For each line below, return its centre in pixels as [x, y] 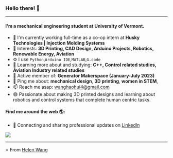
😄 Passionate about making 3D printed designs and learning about [84, 94]
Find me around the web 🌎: [35, 112]
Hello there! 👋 [23, 8]
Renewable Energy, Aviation [44, 54]
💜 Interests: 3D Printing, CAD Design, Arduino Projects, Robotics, [83, 48]
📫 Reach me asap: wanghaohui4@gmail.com [61, 87]
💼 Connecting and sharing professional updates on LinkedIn [76, 125]
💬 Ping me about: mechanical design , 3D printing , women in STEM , [85, 81]
